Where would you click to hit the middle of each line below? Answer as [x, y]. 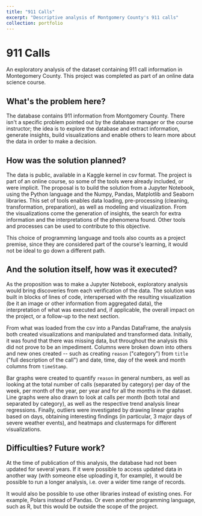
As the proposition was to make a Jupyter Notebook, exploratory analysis [97, 284]
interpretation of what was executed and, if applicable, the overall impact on [100, 310]
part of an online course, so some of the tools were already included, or [95, 181]
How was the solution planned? [66, 160]
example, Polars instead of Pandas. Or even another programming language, [101, 500]
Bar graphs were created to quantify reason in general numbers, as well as [98, 378]
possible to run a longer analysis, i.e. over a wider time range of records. [96, 482]
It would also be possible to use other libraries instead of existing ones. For [99, 493]
